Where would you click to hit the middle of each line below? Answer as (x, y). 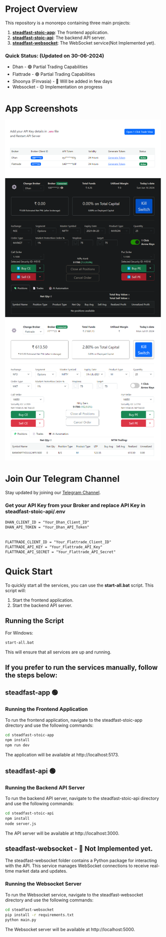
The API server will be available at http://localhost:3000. (62, 833)
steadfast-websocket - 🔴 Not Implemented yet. (79, 849)
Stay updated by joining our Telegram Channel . (53, 492)
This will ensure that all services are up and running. (58, 652)
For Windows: (19, 633)
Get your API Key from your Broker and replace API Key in (75, 505)
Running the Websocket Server (43, 884)
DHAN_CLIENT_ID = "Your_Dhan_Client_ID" (47, 522)
